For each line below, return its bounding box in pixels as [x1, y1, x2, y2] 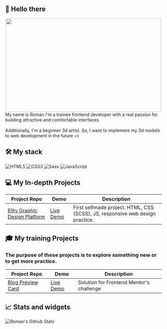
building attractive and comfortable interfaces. [5, 116, 100, 122]
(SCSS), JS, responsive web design [73, 210, 156, 217]
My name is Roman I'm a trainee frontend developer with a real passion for [5, 111, 158, 117]
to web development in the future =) [5, 132, 79, 138]
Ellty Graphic [7, 207, 38, 214]
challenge [78, 285, 101, 292]
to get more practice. [5, 257, 57, 264]
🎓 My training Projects [5, 234, 79, 242]
